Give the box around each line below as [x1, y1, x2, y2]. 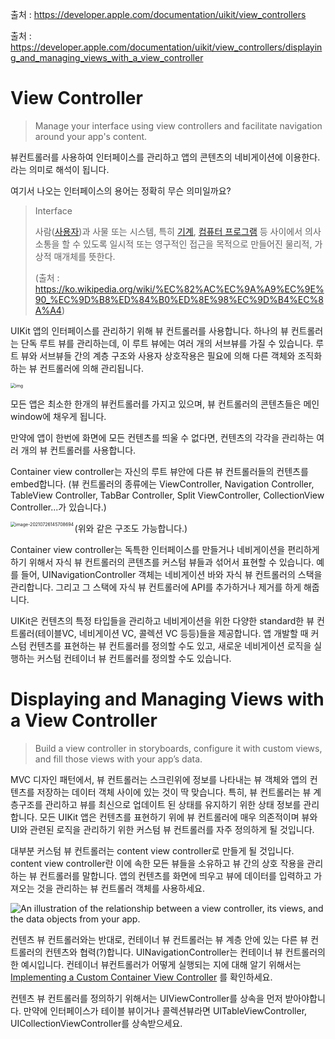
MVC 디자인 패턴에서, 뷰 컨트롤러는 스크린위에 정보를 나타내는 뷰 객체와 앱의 [10, 773, 308, 785]
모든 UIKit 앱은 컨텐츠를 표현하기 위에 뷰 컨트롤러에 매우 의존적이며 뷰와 [39, 811, 318, 823]
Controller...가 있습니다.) [10, 501, 107, 513]
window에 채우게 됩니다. [10, 410, 107, 422]
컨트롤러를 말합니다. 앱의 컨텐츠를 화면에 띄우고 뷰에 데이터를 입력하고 [39, 869, 312, 882]
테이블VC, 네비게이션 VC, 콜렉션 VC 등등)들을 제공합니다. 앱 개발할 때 [37, 627, 309, 639]
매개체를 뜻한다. [53, 250, 116, 262]
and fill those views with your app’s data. [34, 753, 203, 765]
